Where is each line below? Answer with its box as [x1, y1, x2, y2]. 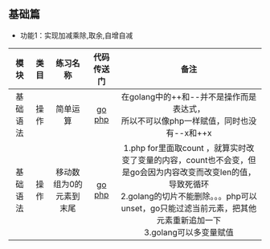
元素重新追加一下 [156, 214, 222, 226]
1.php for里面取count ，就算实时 [123, 142, 247, 153]
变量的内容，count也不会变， [137, 154, 248, 165]
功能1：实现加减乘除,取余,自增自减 [19, 31, 133, 40]
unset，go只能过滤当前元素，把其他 [121, 202, 257, 214]
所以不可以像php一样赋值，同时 [121, 115, 241, 126]
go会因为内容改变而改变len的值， [129, 166, 256, 178]
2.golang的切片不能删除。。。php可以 [120, 190, 257, 202]
